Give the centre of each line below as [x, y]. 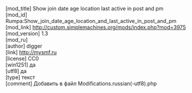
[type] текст [20, 77]
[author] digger [24, 46]
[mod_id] [16, 15]
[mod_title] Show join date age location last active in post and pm [85, 9]
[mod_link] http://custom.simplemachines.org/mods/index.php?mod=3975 [96, 27]
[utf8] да [16, 71]
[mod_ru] [16, 40]
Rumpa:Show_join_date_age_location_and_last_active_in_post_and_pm [91, 21]
